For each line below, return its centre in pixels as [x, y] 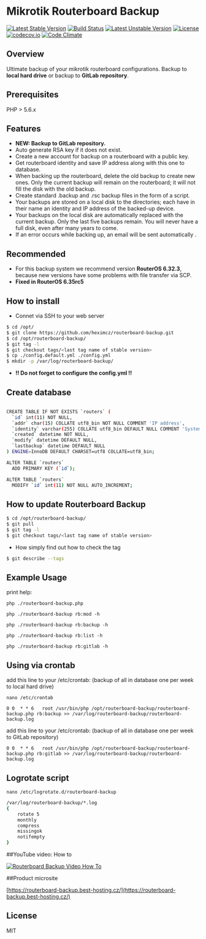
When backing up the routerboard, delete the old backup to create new [105, 176]
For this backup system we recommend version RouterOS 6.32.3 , [98, 269]
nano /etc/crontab [30, 698]
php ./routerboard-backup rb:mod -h [53, 615]
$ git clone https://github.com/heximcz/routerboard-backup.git [90, 332]
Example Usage [37, 578]
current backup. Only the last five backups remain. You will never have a [106, 221]
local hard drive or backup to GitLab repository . [67, 75]
